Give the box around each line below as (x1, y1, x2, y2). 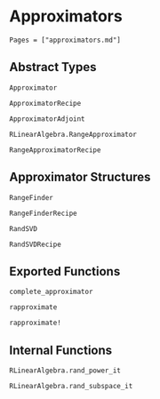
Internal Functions (9, 342, 113, 357)
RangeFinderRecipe (9, 209, 77, 218)
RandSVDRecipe (9, 240, 62, 249)
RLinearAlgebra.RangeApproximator (9, 130, 138, 139)
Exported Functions (9, 264, 121, 279)
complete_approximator (9, 287, 93, 297)
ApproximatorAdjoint (9, 114, 86, 124)
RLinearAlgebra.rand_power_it (9, 366, 122, 375)
